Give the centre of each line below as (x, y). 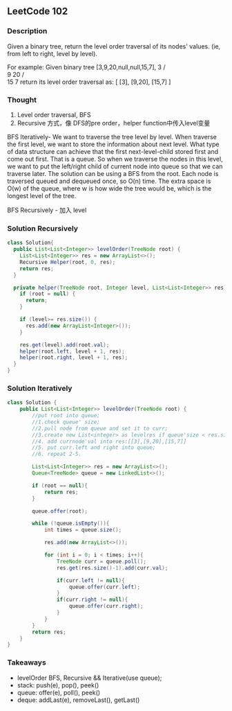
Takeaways (27, 662)
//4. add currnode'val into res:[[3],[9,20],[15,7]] (109, 441)
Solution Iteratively (40, 388)
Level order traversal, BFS (54, 114)
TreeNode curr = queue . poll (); (101, 561)
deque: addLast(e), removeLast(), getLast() (78, 700)
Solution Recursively (42, 228)
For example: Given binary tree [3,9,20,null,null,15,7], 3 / (86, 67)
